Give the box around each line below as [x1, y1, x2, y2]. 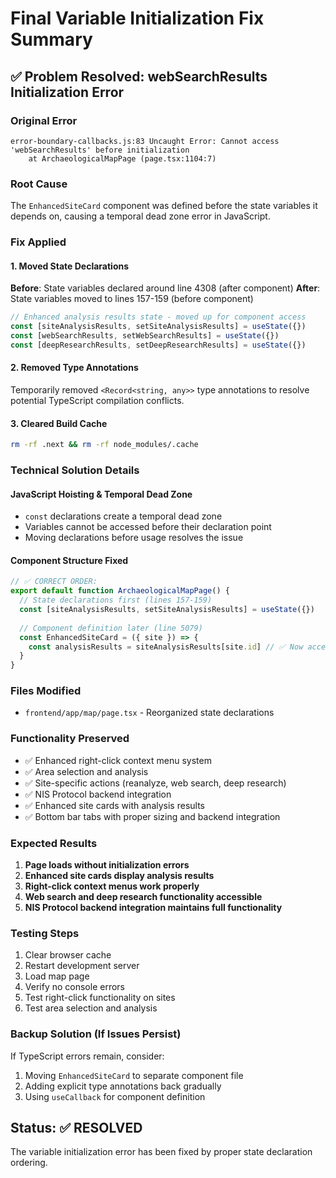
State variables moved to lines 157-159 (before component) [10, 293, 254, 305]
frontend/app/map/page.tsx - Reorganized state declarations [24, 707, 275, 719]
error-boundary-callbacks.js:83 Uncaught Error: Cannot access [10, 136, 280, 146]
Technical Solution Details [10, 463, 140, 477]
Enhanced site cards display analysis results [24, 870, 215, 882]
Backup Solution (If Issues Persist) [10, 1027, 182, 1041]
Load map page [24, 970, 90, 982]
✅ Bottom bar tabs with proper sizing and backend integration [24, 810, 281, 822]
